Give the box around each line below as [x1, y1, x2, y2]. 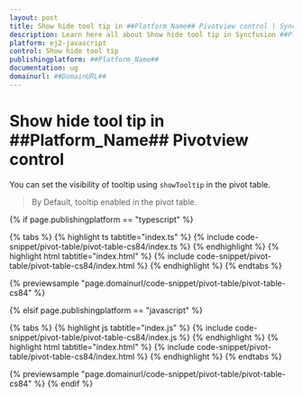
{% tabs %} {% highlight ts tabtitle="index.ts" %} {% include [9, 231, 234, 242]
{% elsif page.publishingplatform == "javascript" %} [9, 304, 203, 316]
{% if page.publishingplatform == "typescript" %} [9, 214, 194, 225]
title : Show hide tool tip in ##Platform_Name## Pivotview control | [9, 22, 277, 31]
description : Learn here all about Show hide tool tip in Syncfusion [9, 30, 277, 39]
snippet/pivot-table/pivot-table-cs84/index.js [9, 331, 178, 343]
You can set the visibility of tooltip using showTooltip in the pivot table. [9, 179, 271, 189]
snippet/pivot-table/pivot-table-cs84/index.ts [9, 241, 178, 252]
